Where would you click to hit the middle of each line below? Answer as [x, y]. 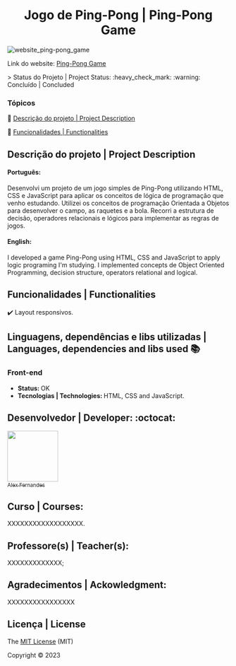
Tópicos [21, 103]
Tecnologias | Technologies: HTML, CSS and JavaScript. [101, 395]
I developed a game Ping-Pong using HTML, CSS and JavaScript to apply [114, 257]
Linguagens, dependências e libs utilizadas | [107, 337]
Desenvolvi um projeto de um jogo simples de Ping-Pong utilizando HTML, [115, 188]
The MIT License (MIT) [41, 641]
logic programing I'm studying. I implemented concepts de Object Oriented [116, 265]
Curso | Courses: [45, 507]
